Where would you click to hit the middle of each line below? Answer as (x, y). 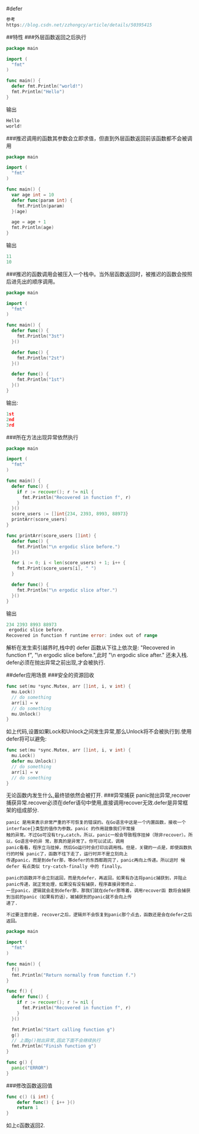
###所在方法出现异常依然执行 (42, 437)
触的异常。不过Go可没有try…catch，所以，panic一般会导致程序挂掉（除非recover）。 (97, 835)
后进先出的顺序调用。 (32, 281)
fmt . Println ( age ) (33, 228)
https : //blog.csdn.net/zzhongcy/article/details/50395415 (79, 25)
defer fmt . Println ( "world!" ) (47, 86)
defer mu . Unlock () (34, 761)
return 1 (28, 1108)
